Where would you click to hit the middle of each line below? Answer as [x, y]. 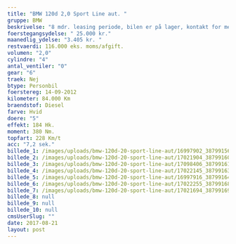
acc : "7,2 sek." [31, 145]
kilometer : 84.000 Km [39, 99]
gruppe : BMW [25, 20]
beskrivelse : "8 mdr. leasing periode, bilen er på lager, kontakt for [114, 27]
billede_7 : [23, 191]
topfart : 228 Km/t [34, 138]
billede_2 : [23, 158]
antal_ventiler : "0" [38, 66]
